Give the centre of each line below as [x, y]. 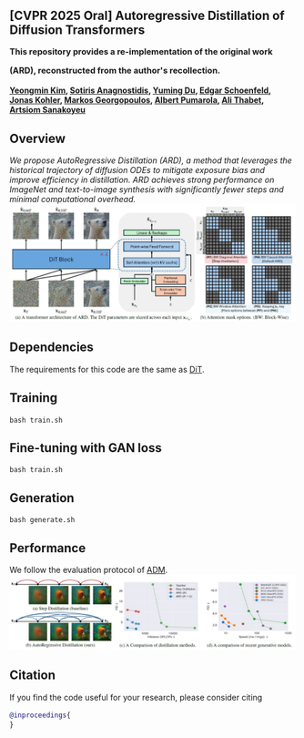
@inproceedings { [40, 715]
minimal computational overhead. [73, 199]
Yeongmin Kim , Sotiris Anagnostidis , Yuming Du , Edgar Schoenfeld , [140, 90]
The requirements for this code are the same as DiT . [107, 369]
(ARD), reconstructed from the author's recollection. [115, 71]
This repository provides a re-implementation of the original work [141, 51]
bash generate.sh [42, 520]
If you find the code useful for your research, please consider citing [136, 697]
